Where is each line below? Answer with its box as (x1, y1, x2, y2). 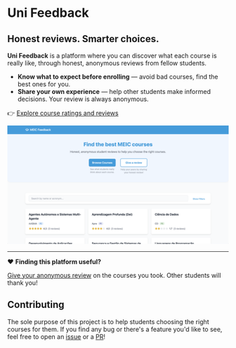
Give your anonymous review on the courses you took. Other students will (7, 271, 221, 279)
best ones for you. (17, 80, 71, 88)
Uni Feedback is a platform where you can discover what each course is (7, 51, 217, 60)
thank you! (7, 279, 38, 287)
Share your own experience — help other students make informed (17, 88, 211, 95)
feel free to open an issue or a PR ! (7, 332, 106, 341)
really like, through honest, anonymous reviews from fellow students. (7, 59, 207, 67)
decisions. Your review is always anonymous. (17, 95, 149, 103)
